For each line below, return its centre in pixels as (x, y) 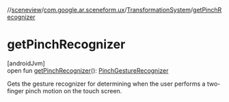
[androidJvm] (26, 63)
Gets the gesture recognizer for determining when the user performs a (106, 84)
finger (15, 90)
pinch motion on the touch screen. (73, 90)
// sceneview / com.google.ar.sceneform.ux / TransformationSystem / (100, 10)
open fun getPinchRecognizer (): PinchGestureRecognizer (88, 70)
